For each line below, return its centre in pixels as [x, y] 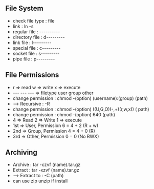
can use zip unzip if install [40, 181]
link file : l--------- [32, 43]
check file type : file [34, 20]
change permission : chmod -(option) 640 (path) [64, 114]
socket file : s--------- [36, 53]
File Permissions [32, 75]
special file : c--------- [37, 48]
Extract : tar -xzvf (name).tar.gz [46, 170]
